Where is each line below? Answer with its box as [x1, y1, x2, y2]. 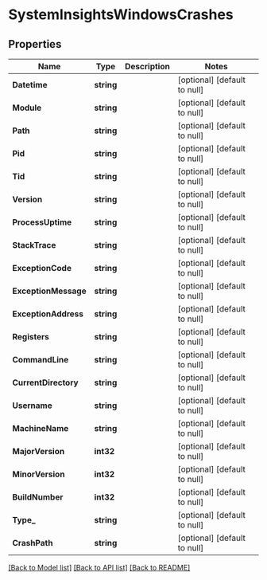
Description [124, 61, 171, 72]
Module [12, 102, 42, 113]
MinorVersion [12, 468, 65, 480]
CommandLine [12, 355, 69, 365]
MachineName [12, 423, 69, 433]
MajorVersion [12, 446, 65, 457]
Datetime [12, 80, 48, 90]
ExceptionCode [12, 263, 72, 273]
